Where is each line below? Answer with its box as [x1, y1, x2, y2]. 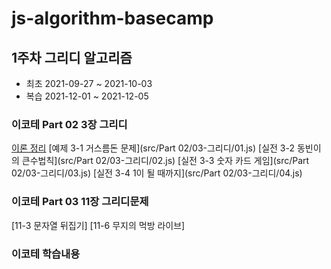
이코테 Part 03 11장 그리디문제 [11, 195, 149, 209]
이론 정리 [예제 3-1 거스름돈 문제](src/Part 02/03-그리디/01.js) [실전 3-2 [11, 142, 295, 154]
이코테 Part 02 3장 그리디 [11, 117, 128, 131]
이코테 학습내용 [11, 247, 81, 261]
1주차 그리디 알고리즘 [11, 49, 133, 66]
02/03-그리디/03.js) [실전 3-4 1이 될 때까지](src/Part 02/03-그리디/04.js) [11, 167, 303, 179]
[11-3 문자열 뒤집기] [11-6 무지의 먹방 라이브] [11, 219, 186, 231]
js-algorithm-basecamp [11, 7, 214, 30]
